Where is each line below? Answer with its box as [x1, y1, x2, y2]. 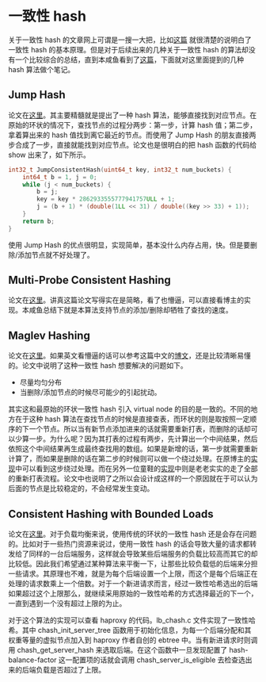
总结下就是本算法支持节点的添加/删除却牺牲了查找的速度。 [42, 305, 234, 315]
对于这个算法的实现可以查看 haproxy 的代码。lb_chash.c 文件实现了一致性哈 [8, 615, 256, 625]
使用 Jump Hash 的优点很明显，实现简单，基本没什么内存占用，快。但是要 [8, 239, 251, 250]
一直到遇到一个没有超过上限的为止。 [8, 599, 127, 608]
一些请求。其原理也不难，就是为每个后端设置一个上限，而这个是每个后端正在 [8, 569, 258, 579]
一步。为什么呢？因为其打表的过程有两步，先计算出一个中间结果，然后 [28, 434, 258, 444]
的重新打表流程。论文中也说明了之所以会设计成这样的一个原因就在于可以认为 [8, 473, 258, 484]
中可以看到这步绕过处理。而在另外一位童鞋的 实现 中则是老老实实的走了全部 [15, 464, 258, 473]
